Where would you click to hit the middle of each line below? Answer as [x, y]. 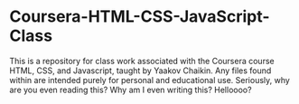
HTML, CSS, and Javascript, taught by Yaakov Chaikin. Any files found [140, 71]
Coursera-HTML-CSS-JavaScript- [140, 17]
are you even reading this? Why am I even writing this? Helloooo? [131, 90]
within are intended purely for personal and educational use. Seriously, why [150, 80]
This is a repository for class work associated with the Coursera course [142, 61]
